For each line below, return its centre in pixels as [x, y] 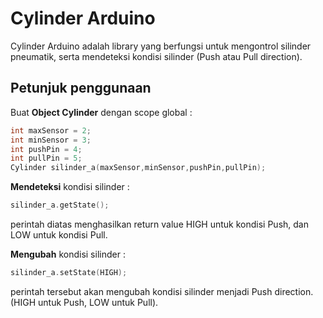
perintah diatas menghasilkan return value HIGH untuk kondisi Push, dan [159, 224]
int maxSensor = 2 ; [51, 130]
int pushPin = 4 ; [46, 149]
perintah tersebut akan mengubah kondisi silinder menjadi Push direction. [162, 291]
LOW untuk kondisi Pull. [59, 235]
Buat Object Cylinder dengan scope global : [101, 112]
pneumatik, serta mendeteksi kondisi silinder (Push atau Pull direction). [156, 56]
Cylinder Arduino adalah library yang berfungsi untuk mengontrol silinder [161, 46]
